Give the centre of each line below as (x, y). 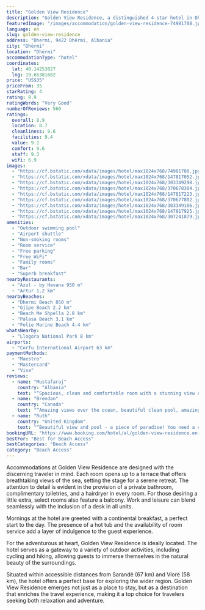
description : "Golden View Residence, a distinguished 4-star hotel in (99, 18)
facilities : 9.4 (32, 137)
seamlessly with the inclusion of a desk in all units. (70, 506)
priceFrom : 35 (24, 86)
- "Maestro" (27, 359)
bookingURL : (21, 433)
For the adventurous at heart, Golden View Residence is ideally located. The (102, 543)
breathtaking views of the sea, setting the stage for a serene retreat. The (98, 480)
